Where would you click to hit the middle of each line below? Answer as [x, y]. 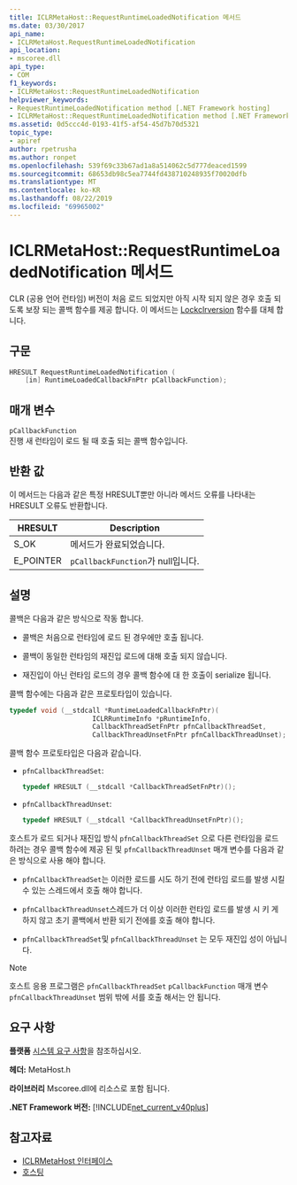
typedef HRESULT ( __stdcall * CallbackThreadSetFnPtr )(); [129, 787]
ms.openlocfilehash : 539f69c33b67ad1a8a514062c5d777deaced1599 [128, 166]
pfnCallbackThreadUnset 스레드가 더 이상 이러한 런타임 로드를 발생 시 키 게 [150, 909]
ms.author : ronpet [43, 157]
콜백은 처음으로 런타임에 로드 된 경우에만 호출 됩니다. [113, 637]
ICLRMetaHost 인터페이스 [67, 1160]
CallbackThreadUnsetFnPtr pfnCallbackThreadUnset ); [190, 735]
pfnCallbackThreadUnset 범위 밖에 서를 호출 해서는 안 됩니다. [115, 996]
